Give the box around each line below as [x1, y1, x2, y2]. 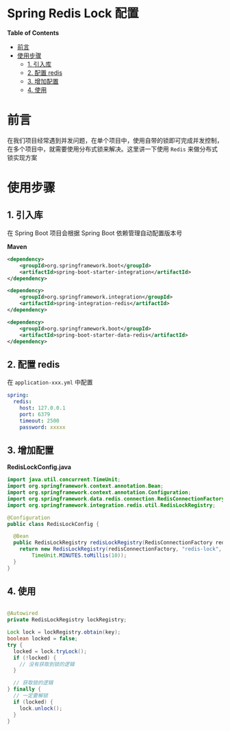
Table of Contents [7, 28, 60, 37]
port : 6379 [19, 411, 51, 418]
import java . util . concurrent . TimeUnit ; [7, 477, 121, 483]
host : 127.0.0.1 [19, 405, 66, 411]
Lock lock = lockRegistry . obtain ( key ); [7, 629, 121, 636]
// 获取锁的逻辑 [13, 680, 53, 686]
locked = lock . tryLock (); [13, 648, 88, 655]
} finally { [7, 686, 41, 693]
